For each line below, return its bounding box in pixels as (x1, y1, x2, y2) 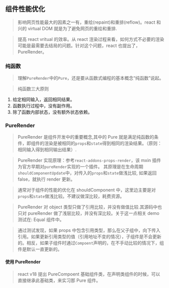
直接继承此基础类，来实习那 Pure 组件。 (17, 277, 101, 283)
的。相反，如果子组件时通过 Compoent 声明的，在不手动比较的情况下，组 (17, 240, 164, 246)
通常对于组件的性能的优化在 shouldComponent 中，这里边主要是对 (17, 187, 156, 193)
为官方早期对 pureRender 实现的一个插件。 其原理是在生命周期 (17, 163, 144, 170)
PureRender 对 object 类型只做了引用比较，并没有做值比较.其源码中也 (17, 204, 162, 210)
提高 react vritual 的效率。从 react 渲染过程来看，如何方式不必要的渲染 (17, 36, 164, 42)
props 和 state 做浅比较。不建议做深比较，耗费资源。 (17, 193, 125, 199)
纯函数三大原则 (17, 86, 49, 92)
